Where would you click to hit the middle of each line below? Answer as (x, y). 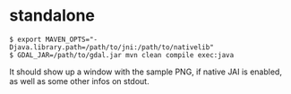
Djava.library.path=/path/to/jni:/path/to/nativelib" (112, 47)
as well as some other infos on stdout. (79, 81)
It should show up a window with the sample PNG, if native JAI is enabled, (145, 72)
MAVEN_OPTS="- (72, 39)
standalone (52, 16)
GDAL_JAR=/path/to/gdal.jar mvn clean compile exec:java (126, 55)
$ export (26, 39)
